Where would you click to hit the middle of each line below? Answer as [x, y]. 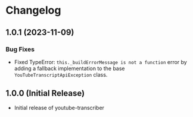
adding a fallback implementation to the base [69, 68]
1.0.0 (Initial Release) [45, 94]
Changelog [33, 10]
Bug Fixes [20, 49]
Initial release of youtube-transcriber [59, 107]
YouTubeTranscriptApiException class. [61, 74]
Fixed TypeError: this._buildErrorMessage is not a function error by [100, 62]
